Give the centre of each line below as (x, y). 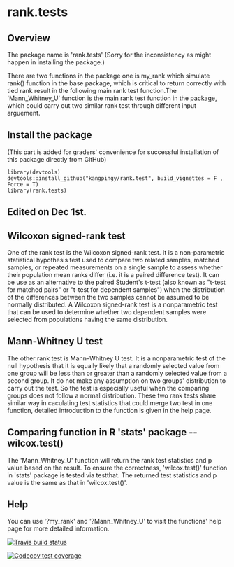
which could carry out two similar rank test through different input (102, 105)
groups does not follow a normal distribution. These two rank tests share (112, 395)
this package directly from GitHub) (57, 159)
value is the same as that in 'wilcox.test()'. (67, 482)
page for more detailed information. (58, 528)
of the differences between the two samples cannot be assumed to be (108, 297)
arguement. (24, 113)
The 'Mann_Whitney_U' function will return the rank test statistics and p (110, 460)
